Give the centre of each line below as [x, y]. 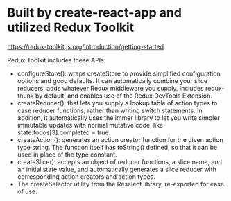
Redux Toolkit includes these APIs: [57, 60]
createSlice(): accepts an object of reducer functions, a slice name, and [120, 161]
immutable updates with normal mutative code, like [90, 125]
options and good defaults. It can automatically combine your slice [112, 80]
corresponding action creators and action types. [86, 176]
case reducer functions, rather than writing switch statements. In [110, 110]
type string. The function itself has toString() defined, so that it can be [117, 147]
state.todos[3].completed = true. [64, 132]
